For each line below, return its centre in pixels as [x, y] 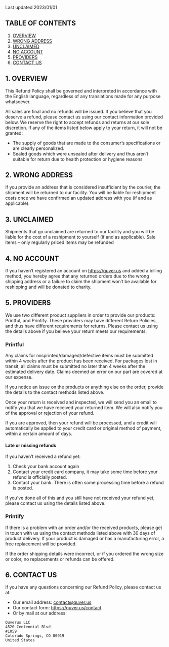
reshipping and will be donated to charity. [49, 287]
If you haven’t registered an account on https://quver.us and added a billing [84, 271]
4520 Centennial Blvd [28, 627]
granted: [14, 133]
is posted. [23, 488]
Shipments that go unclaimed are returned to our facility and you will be [80, 232]
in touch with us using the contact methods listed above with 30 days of [80, 533]
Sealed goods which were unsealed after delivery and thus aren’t [80, 153]
